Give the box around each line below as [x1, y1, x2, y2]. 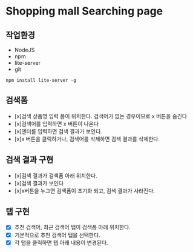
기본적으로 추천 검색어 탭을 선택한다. [14, 231, 100, 239]
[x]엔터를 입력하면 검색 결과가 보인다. [14, 127, 102, 134]
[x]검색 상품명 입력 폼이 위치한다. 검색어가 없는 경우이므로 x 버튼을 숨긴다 [14, 112, 188, 119]
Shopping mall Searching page [5, 4, 163, 18]
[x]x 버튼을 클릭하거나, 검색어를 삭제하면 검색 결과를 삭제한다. [14, 135, 160, 142]
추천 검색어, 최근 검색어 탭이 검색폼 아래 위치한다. [14, 224, 131, 231]
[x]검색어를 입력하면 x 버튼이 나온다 [14, 120, 99, 127]
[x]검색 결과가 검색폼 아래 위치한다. [14, 171, 97, 179]
